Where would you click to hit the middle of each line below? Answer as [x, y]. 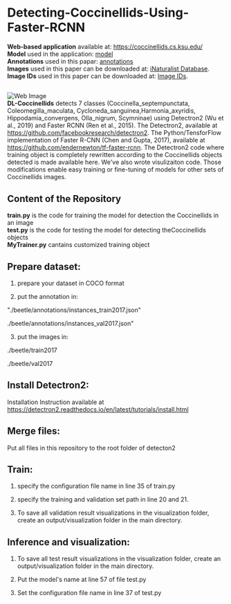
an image [20, 223]
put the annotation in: [47, 296]
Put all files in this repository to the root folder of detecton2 [92, 448]
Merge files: [34, 431]
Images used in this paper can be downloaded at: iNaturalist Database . [108, 68]
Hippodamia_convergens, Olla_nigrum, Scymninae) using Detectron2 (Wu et [115, 118]
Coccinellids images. [37, 177]
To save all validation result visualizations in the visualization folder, [113, 513]
